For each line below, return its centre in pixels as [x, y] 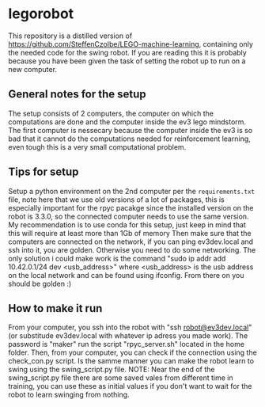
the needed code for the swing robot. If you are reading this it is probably [127, 52]
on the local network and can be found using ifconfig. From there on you [126, 275]
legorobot [41, 14]
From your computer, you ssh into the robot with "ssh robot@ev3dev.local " [130, 327]
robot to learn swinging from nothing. [69, 395]
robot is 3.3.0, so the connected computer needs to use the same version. [129, 216]
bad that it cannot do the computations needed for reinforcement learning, [129, 139]
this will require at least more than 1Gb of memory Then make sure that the [130, 233]
